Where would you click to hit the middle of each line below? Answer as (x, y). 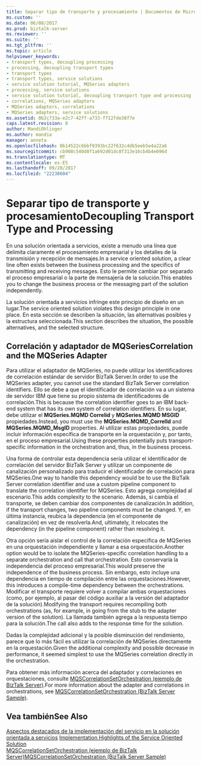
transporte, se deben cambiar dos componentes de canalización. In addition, (100, 503)
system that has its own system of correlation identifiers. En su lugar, (102, 409)
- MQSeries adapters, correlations (51, 107)
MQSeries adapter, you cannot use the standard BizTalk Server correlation (98, 383)
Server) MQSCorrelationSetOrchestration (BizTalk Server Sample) (86, 756)
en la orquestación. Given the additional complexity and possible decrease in (100, 648)
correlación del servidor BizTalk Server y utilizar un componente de (89, 465)
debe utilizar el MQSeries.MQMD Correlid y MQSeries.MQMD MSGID (93, 415)
